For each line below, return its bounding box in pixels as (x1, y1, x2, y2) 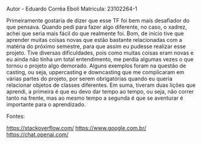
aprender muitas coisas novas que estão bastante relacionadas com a (6, 36, 182, 43)
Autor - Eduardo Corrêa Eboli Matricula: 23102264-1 (6, 5, 137, 12)
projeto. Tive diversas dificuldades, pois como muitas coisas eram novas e (6, 49, 194, 57)
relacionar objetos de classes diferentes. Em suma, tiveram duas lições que (6, 81, 196, 89)
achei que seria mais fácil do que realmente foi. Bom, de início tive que (6, 30, 184, 37)
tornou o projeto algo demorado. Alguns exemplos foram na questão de (6, 62, 186, 69)
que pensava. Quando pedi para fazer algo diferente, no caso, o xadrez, (6, 24, 187, 30)
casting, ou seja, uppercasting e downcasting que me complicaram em (6, 69, 185, 75)
